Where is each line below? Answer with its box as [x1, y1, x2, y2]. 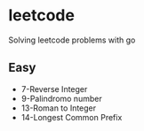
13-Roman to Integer [20, 103, 97, 113]
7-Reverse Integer [20, 83, 88, 94]
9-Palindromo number [20, 93, 103, 104]
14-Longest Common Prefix [20, 112, 123, 122]
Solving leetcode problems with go [8, 35, 136, 45]
